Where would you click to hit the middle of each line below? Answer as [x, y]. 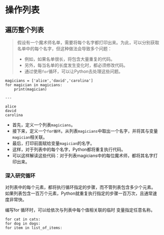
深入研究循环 [20, 176]
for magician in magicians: [34, 85]
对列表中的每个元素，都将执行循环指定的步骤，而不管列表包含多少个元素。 [80, 187]
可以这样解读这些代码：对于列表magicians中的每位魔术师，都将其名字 [83, 156]
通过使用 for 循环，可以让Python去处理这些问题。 [74, 71]
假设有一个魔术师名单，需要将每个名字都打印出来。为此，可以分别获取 [88, 43]
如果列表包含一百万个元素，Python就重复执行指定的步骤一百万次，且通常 [79, 193]
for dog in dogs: [23, 224]
